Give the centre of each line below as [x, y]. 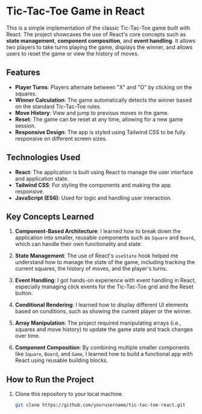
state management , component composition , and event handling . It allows [101, 40]
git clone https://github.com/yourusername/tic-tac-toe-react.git [100, 405]
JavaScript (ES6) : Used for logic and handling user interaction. [93, 198]
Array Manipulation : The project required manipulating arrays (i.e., [98, 323]
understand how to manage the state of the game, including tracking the [105, 262]
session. [25, 126]
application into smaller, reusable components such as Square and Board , [105, 238]
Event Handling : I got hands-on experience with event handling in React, [106, 280]
